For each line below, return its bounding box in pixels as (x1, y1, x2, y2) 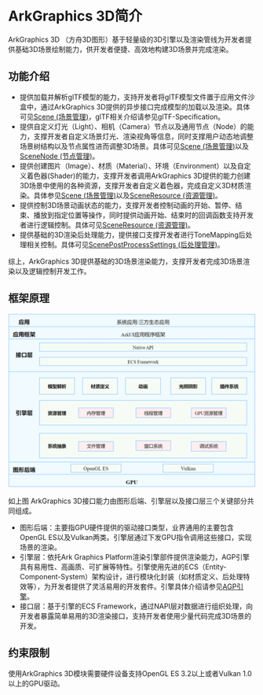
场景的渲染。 (19, 542, 61, 552)
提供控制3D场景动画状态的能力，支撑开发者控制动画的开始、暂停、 (19, 200, 236, 209)
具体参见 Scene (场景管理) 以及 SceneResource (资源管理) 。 (33, 190, 222, 200)
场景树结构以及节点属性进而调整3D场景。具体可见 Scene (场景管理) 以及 (19, 141, 250, 150)
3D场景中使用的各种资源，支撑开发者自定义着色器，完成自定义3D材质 (19, 180, 245, 190)
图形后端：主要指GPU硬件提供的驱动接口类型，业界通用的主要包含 (19, 523, 234, 532)
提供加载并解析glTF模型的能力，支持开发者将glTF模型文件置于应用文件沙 (19, 92, 255, 102)
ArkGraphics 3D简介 (8, 7, 143, 25)
